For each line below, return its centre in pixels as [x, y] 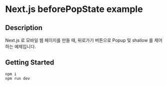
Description [24, 28]
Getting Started [30, 63]
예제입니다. [25, 46]
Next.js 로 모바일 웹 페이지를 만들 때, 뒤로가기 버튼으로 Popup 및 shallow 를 [79, 40]
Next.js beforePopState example [74, 9]
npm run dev [17, 78]
